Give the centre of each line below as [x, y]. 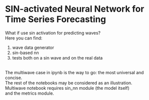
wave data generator [33, 47]
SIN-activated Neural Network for [75, 9]
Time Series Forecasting [56, 19]
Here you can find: [24, 38]
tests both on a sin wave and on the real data [57, 58]
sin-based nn [25, 53]
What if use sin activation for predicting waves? [53, 33]
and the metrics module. [30, 93]
